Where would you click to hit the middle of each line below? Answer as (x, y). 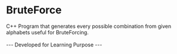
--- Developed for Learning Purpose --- (54, 45)
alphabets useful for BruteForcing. (48, 32)
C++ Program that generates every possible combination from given (89, 26)
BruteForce (34, 10)
